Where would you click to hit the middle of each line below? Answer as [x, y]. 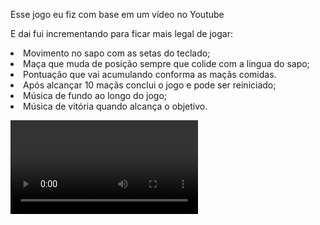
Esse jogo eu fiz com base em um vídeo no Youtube [117, 14]
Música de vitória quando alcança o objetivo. [115, 106]
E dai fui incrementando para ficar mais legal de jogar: [121, 33]
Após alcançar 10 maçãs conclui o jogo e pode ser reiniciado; [150, 85]
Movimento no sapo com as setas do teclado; [117, 53]
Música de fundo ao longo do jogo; [95, 95]
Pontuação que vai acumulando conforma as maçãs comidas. [150, 74]
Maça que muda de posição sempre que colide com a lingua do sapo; [166, 63]
